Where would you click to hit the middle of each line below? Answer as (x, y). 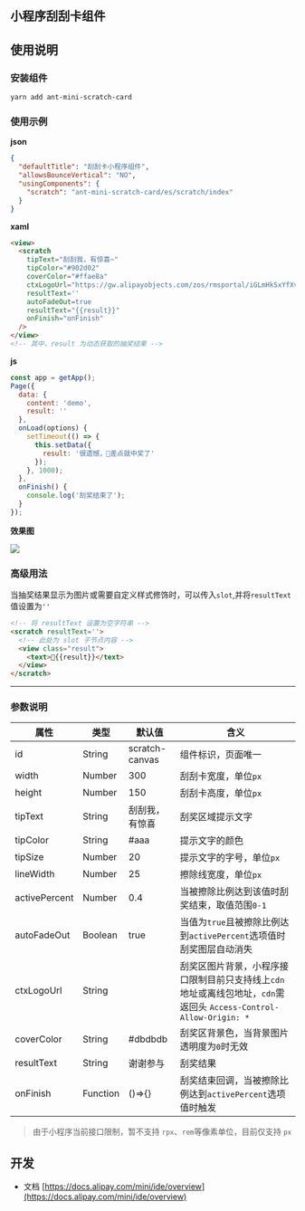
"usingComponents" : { (59, 184)
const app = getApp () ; (53, 377)
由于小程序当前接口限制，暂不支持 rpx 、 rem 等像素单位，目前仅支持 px (162, 1132)
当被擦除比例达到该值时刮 (234, 892)
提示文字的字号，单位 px (230, 858)
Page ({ (23, 386)
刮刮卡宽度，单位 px (221, 777)
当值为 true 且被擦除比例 (230, 922)
